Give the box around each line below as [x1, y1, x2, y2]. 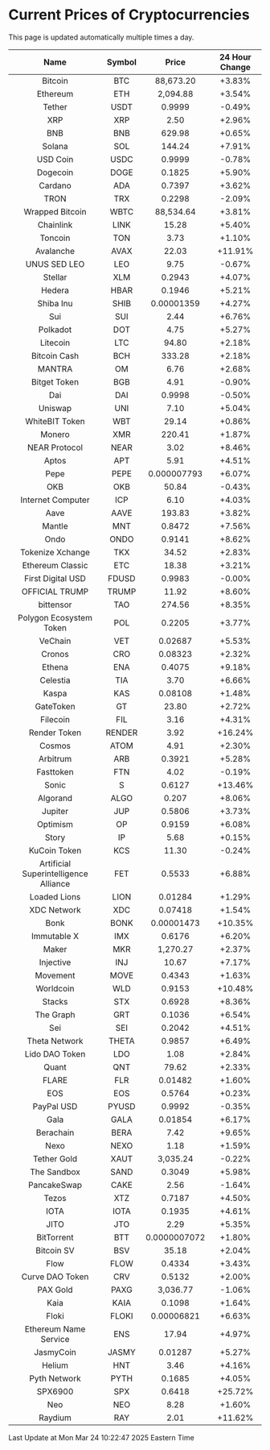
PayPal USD [32, 1100, 78, 1111]
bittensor [38, 599, 72, 610]
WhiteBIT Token [25, 415, 86, 426]
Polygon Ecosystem [17, 612, 92, 623]
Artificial [39, 858, 71, 869]
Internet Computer [19, 494, 90, 505]
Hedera [41, 285, 70, 296]
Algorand [37, 792, 73, 804]
